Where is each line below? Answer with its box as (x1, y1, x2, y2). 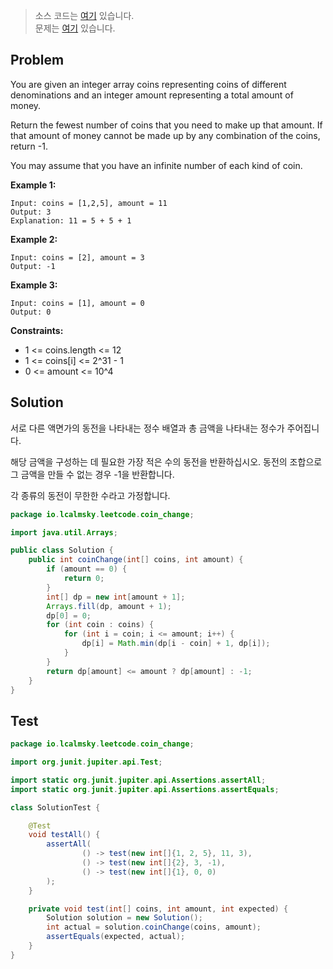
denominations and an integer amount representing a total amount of (10, 89, 294, 101)
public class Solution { (10, 545, 114, 556)
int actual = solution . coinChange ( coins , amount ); (46, 922, 262, 933)
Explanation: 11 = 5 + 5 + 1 (10, 215, 132, 226)
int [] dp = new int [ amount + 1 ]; (46, 592, 186, 602)
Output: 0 (10, 307, 52, 317)
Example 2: (10, 233, 58, 245)
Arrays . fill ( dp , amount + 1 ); (46, 601, 172, 611)
